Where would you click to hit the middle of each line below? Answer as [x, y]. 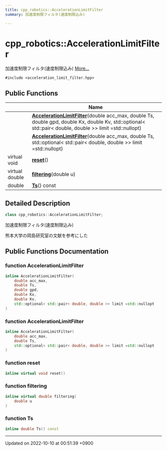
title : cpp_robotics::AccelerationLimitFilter [54, 10]
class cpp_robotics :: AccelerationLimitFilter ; [54, 215]
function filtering [26, 386]
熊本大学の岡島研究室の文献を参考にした [46, 235]
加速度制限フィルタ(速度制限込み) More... [47, 68]
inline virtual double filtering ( [41, 396]
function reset [23, 363]
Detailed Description [38, 203]
